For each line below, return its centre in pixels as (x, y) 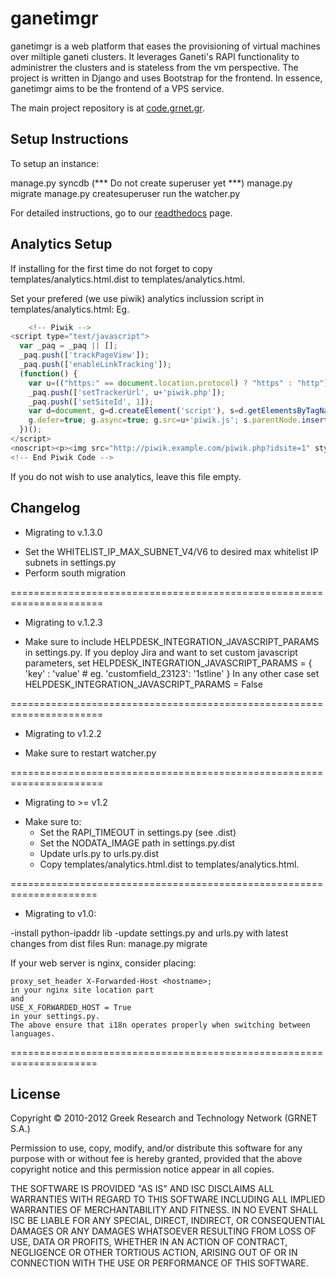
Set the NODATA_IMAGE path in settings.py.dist (137, 843)
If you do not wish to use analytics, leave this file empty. (126, 476)
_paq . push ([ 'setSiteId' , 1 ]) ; (91, 402)
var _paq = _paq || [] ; (68, 346)
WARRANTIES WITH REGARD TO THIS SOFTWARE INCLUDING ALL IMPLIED (168, 1199)
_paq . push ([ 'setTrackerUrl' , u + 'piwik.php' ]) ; (127, 392)
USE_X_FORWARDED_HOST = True (71, 1007)
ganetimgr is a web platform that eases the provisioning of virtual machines (166, 46)
